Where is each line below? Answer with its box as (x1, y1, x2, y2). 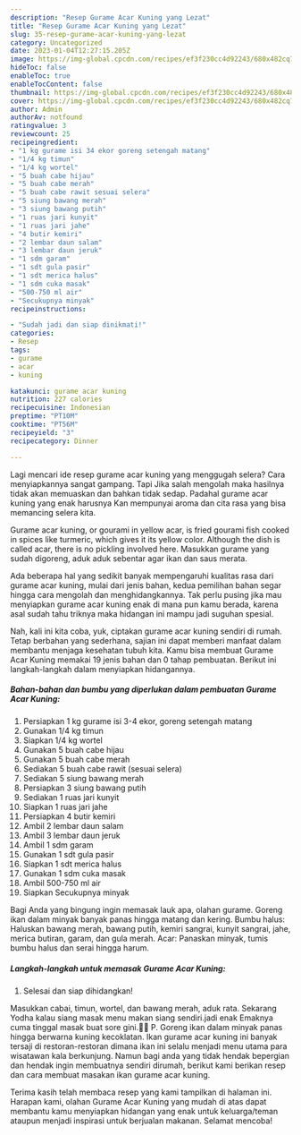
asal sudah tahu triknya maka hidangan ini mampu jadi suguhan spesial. (10, 608, 274, 619)
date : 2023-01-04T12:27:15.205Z (10, 47, 130, 55)
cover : (10, 96, 35, 106)
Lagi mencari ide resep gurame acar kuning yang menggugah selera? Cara (10, 469, 286, 480)
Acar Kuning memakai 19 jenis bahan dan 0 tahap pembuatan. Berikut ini (10, 654, 277, 665)
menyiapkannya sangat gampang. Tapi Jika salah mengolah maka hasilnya (10, 478, 285, 489)
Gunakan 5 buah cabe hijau (22, 745, 124, 755)
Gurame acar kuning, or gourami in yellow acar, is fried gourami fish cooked (10, 525, 289, 535)
